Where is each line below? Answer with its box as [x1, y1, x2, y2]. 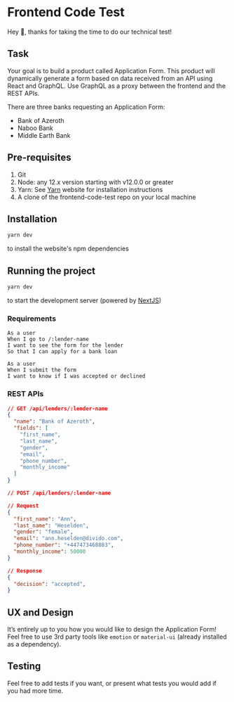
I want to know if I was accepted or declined [7, 373, 146, 380]
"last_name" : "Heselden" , [13, 522, 90, 529]
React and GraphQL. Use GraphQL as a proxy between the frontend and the [7, 82, 226, 90]
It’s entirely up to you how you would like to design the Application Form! [7, 625, 217, 634]
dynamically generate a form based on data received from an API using [7, 74, 213, 82]
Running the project [7, 264, 96, 276]
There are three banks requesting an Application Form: [7, 103, 166, 111]
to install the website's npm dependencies [7, 244, 130, 253]
